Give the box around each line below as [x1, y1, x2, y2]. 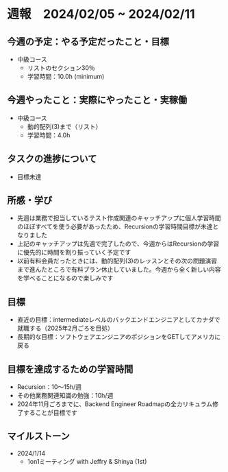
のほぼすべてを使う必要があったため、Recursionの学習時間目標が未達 [16, 222, 213, 231]
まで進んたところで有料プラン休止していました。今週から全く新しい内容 [16, 265, 221, 274]
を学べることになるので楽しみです [16, 274, 114, 282]
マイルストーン [7, 430, 70, 442]
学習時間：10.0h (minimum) [27, 73, 105, 80]
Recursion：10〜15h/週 [16, 383, 82, 391]
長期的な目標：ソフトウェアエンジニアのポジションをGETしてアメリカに [16, 333, 221, 341]
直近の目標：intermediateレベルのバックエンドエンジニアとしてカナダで [16, 316, 220, 324]
